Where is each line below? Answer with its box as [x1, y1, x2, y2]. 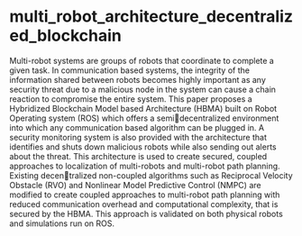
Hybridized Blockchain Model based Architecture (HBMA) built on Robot [9, 103, 278, 113]
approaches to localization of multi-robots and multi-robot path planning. [9, 160, 281, 171]
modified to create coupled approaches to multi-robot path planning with [9, 189, 280, 200]
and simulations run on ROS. [9, 218, 115, 229]
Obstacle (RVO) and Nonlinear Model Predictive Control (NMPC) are [9, 179, 261, 190]
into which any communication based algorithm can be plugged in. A [9, 122, 264, 132]
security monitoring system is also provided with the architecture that [9, 132, 268, 142]
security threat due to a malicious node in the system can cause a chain [9, 84, 277, 95]
